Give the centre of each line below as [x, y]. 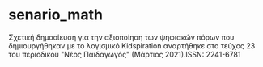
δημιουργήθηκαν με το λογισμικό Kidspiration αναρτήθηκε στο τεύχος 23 [132, 45]
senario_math [56, 15]
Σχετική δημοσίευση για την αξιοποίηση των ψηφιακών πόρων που [121, 37]
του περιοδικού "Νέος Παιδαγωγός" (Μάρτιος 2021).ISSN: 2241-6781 [125, 54]
